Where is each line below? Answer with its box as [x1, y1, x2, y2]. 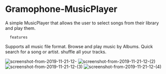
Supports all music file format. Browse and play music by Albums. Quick [5, 43, 153, 49]
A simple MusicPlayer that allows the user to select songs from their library [5, 20, 159, 26]
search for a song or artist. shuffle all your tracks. [5, 49, 107, 55]
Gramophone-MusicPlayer [5, 3, 118, 15]
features [9, 35, 28, 40]
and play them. [5, 25, 36, 31]
